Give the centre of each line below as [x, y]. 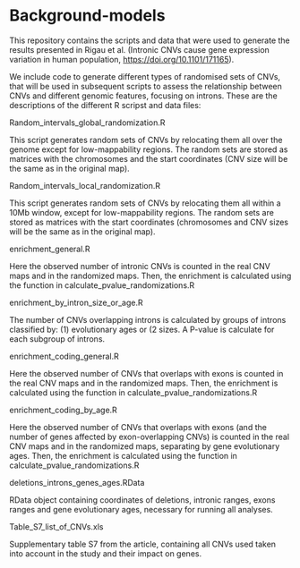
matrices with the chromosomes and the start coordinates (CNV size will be [149, 158]
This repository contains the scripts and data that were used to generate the [150, 40]
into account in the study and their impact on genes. [106, 553]
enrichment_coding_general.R [64, 356]
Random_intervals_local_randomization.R [85, 185]
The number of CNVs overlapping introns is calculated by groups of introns [148, 319]
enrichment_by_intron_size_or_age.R [76, 302]
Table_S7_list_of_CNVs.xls [56, 526]
